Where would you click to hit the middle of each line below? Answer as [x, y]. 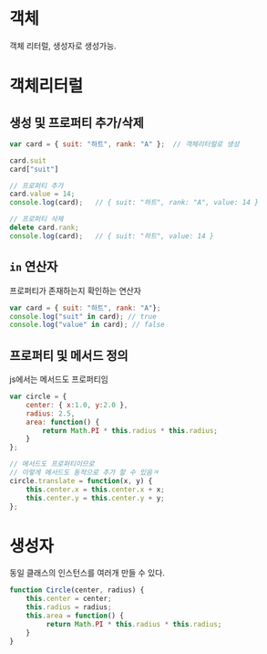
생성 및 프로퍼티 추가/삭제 [77, 123]
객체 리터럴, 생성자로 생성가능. [63, 46]
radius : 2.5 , [51, 413]
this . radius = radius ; [69, 607]
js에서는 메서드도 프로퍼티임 [59, 379]
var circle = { [38, 397]
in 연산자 [34, 267]
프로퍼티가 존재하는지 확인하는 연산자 [75, 290]
